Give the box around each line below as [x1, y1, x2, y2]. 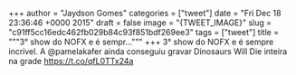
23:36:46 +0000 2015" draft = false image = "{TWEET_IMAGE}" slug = [8, 17, 272, 28]
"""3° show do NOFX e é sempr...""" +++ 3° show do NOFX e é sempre [8, 36, 274, 47]
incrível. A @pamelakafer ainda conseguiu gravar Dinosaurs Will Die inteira [8, 46, 288, 57]
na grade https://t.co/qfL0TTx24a [8, 56, 134, 66]
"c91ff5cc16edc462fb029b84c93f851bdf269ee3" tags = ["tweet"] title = [8, 27, 280, 37]
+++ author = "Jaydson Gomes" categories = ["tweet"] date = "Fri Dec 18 [8, 8, 282, 18]
